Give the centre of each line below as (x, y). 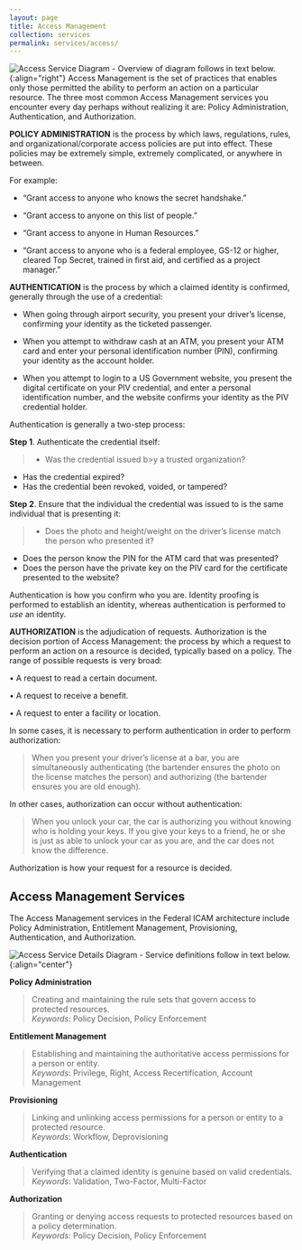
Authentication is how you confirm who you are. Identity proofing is (134, 595)
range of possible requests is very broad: (86, 661)
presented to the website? (71, 578)
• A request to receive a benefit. (69, 696)
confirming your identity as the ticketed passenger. (117, 324)
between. (27, 163)
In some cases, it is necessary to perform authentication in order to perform (150, 731)
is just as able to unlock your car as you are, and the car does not (153, 841)
